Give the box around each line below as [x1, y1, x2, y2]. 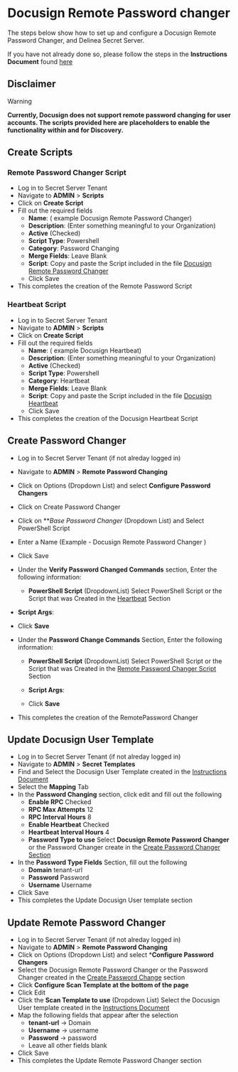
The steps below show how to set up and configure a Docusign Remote [7, 28, 217, 37]
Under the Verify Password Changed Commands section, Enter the [17, 565, 217, 574]
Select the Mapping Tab [17, 783, 89, 791]
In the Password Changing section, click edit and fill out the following [17, 790, 222, 799]
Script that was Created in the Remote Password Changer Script [28, 664, 217, 672]
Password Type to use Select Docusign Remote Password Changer [28, 835, 229, 844]
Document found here [7, 57, 73, 65]
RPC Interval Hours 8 [28, 813, 92, 822]
